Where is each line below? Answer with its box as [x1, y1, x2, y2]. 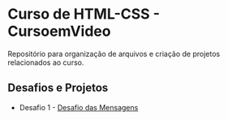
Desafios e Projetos [7, 81, 109, 95]
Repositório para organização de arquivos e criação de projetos [7, 49, 221, 58]
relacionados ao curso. [7, 58, 84, 67]
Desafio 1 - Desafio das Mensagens [19, 102, 139, 112]
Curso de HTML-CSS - [7, 5, 160, 24]
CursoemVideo [7, 22, 111, 41]
